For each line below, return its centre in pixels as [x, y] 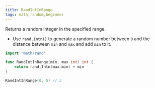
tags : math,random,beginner [35, 15]
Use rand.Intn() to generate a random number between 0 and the [81, 39]
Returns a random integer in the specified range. [56, 29]
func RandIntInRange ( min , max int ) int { [49, 62]
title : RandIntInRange [29, 10]
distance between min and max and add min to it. [62, 44]
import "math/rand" [26, 53]
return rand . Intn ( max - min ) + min [49, 67]
